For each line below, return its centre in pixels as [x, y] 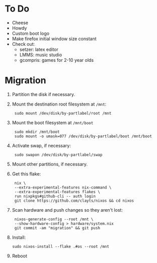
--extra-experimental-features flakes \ [57, 192]
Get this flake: [26, 173]
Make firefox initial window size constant [54, 39]
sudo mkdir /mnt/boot [37, 132]
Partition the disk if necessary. [44, 94]
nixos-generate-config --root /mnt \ [54, 219]
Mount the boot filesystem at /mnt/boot [53, 122]
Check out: [23, 44]
